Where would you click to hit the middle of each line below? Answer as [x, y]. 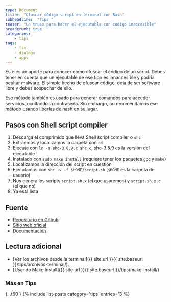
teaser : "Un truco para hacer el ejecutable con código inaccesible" [81, 24]
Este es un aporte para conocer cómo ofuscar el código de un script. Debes [85, 72]
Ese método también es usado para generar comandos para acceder [78, 98]
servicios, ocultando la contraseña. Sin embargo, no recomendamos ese [82, 104]
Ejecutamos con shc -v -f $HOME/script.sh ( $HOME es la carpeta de [83, 170]
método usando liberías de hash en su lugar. [52, 109]
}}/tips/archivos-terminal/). [41, 264]
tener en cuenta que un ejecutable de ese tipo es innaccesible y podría [80, 78]
